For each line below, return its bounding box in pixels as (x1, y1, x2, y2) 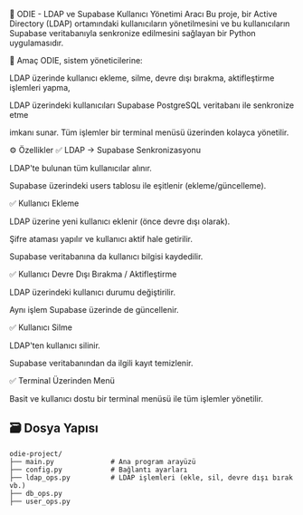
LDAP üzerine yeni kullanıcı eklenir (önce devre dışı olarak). (9, 216, 231, 227)
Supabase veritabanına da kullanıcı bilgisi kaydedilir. (9, 251, 204, 262)
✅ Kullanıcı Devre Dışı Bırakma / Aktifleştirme (9, 268, 177, 279)
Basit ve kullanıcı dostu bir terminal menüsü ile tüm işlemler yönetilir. (9, 394, 264, 403)
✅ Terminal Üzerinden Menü (9, 375, 115, 385)
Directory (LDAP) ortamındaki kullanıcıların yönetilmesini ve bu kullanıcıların (9, 18, 290, 29)
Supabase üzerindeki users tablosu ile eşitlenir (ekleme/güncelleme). (9, 180, 267, 190)
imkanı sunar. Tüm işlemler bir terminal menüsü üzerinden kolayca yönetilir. (9, 127, 289, 138)
